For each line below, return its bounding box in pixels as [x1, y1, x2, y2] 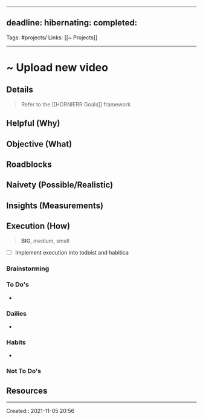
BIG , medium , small [21, 237, 69, 244]
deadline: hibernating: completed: [6, 18, 138, 28]
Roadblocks [6, 159, 53, 169]
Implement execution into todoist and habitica [14, 248, 129, 256]
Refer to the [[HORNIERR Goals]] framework [21, 100, 131, 108]
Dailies [6, 309, 27, 317]
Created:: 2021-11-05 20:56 [6, 408, 74, 415]
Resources [6, 385, 48, 396]
